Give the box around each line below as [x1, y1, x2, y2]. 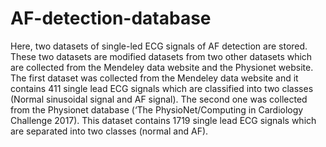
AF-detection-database [10, 7, 212, 30]
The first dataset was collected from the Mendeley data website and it [10, 72, 299, 84]
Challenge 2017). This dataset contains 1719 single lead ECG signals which [10, 114, 317, 126]
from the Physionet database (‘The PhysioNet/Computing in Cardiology [10, 103, 304, 116]
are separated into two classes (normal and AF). [10, 125, 209, 137]
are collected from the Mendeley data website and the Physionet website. [10, 61, 314, 73]
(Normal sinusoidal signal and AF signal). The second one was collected [10, 93, 308, 105]
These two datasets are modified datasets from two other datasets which [10, 50, 313, 62]
